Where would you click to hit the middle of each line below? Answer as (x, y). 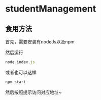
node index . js (20, 62)
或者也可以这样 (21, 72)
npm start (16, 82)
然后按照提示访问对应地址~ (33, 92)
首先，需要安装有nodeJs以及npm (40, 42)
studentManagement (51, 9)
